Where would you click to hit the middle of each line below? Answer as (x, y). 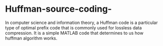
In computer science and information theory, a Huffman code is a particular (81, 23)
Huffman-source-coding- (59, 9)
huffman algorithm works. (31, 38)
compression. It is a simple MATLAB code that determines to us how (74, 33)
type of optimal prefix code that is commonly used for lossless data (73, 27)
